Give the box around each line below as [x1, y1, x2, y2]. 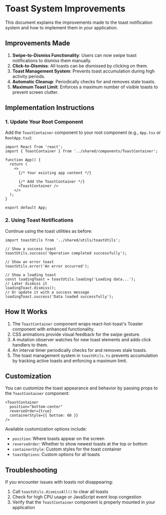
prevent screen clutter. [12, 89, 59, 95]
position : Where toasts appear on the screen [12, 436, 105, 442]
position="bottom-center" [9, 404, 63, 409]
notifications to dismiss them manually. [12, 58, 92, 64]
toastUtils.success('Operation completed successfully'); [5, 251, 127, 256]
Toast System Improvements [5, 3, 126, 14]
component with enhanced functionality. [12, 326, 95, 332]
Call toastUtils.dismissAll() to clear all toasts [12, 489, 109, 495]
